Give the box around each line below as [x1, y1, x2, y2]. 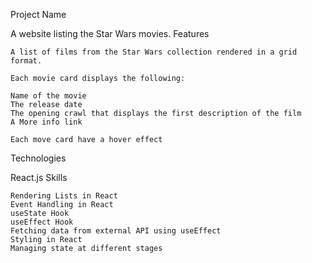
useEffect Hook [10, 217, 74, 227]
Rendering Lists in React [10, 191, 118, 201]
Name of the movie [10, 91, 87, 101]
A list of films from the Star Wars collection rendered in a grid [10, 47, 298, 57]
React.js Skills [10, 172, 68, 183]
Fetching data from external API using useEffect [10, 226, 222, 236]
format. [10, 56, 43, 66]
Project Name [10, 9, 67, 20]
